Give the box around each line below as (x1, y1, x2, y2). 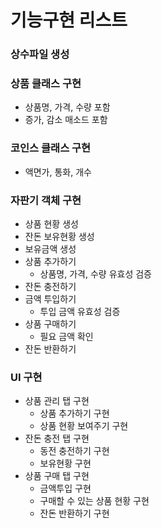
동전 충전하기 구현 (39, 445, 110, 457)
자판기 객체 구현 (10, 193, 82, 207)
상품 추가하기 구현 (39, 407, 110, 420)
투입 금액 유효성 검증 (39, 306, 121, 317)
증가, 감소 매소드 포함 (24, 114, 108, 126)
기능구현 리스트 (10, 9, 128, 32)
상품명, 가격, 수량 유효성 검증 (39, 268, 152, 280)
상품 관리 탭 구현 (24, 395, 90, 407)
